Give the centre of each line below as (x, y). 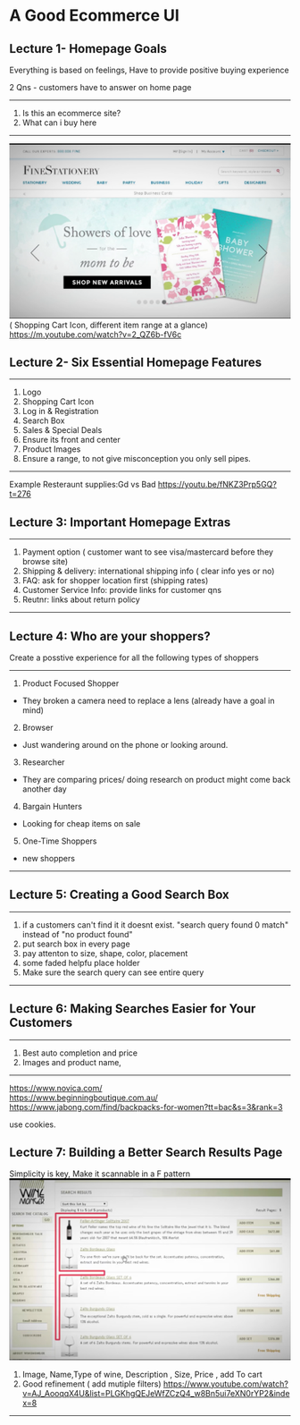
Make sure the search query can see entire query (113, 972)
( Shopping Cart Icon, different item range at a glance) (108, 325)
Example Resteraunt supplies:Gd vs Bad (83, 485)
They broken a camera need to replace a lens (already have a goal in (148, 700)
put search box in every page (76, 944)
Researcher (43, 762)
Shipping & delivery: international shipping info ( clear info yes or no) (148, 571)
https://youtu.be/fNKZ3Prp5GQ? (217, 485)
